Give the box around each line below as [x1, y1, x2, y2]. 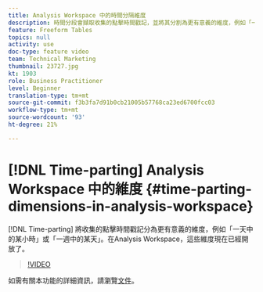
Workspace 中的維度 [8, 180, 143, 198]
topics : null [8, 33, 51, 41]
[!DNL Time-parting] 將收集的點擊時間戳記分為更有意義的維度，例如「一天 [8, 224, 247, 233]
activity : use [8, 41, 55, 49]
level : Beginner [8, 84, 61, 92]
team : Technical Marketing [8, 56, 96, 63]
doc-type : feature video [8, 48, 89, 56]
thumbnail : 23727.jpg [8, 63, 79, 70]
